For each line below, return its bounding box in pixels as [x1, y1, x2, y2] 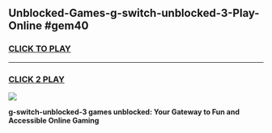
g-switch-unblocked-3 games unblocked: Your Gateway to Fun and [8, 106, 240, 116]
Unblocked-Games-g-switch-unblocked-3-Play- [8, 6, 260, 20]
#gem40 [44, 19, 89, 33]
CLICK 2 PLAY [8, 73, 65, 85]
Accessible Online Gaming [8, 115, 100, 125]
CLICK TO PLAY [8, 44, 71, 55]
